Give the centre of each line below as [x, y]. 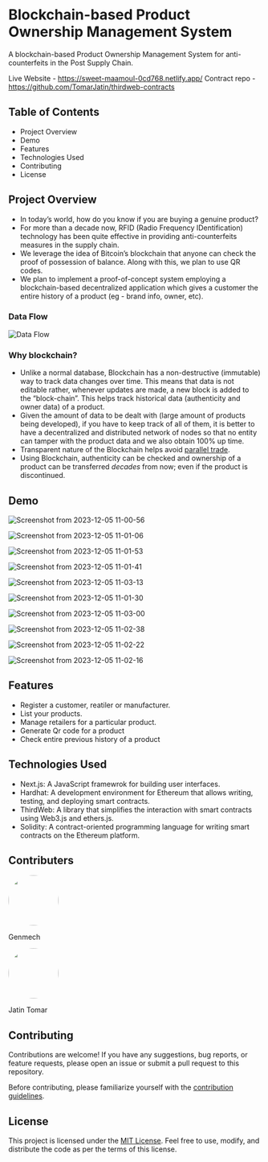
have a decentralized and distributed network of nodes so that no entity [138, 433]
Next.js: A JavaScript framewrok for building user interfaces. [120, 784]
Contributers [41, 860]
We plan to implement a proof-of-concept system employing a [123, 278]
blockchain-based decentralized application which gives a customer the [139, 287]
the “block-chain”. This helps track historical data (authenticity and [130, 398]
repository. [26, 1072]
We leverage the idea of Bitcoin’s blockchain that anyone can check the [138, 253]
